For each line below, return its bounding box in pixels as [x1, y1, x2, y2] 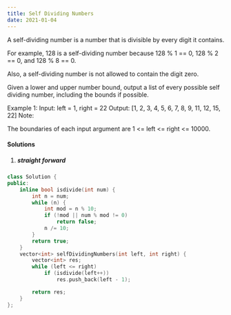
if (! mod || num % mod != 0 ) [43, 212, 128, 219]
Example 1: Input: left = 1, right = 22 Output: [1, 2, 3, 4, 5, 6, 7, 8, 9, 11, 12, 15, [7, 104, 221, 112]
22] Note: [7, 111, 34, 120]
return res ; [32, 288, 67, 296]
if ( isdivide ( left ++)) [43, 270, 110, 277]
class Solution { [7, 173, 57, 180]
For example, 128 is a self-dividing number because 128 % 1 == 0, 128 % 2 [7, 49, 219, 57]
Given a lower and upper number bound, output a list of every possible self [7, 83, 220, 91]
